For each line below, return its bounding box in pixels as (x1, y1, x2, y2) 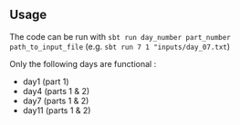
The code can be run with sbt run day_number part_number (9, 31, 231, 42)
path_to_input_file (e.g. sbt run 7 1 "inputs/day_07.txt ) (9, 41, 231, 52)
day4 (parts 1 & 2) (22, 85, 90, 96)
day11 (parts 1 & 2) (22, 104, 91, 116)
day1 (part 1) (22, 76, 70, 87)
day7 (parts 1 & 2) (22, 95, 89, 106)
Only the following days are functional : (9, 58, 157, 69)
